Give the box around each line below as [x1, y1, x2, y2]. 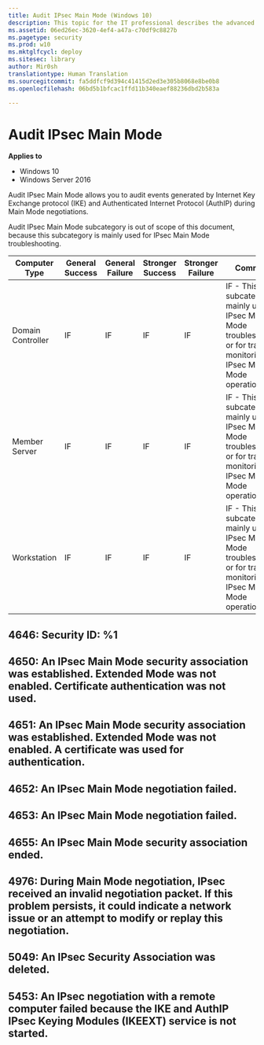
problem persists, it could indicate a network [8, 899, 232, 913]
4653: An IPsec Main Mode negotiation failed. [8, 809, 237, 822]
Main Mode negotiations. [8, 207, 89, 216]
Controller [12, 335, 49, 346]
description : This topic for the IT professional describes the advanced [8, 19, 255, 27]
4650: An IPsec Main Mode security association [8, 655, 249, 669]
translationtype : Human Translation [8, 70, 128, 78]
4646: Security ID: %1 [8, 628, 118, 641]
